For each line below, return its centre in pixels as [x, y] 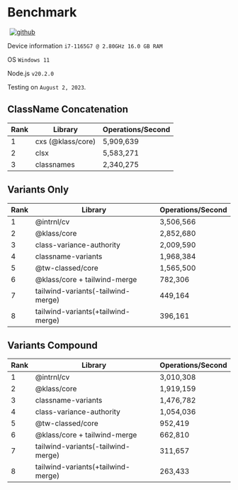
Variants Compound [52, 345]
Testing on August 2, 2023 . [47, 87]
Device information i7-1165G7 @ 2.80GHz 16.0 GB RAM [85, 45]
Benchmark [42, 12]
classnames [55, 164]
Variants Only [38, 190]
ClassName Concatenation [68, 110]
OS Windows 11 [29, 59]
